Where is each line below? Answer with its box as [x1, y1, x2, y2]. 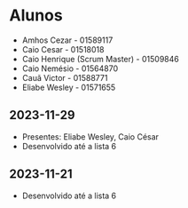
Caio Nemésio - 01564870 [21, 63, 118, 74]
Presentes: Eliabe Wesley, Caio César [21, 131, 160, 142]
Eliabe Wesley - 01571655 [21, 82, 116, 92]
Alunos [9, 5, 64, 26]
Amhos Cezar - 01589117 [21, 35, 114, 45]
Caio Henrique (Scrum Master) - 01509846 [21, 53, 179, 64]
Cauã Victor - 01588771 [21, 72, 108, 83]
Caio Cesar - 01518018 [21, 44, 105, 54]
